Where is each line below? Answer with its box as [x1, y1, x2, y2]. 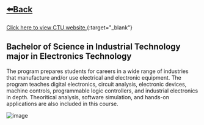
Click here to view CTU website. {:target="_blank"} [6, 23, 133, 31]
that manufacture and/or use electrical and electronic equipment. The [6, 74, 181, 81]
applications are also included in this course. [6, 100, 118, 107]
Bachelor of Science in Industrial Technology [6, 42, 181, 52]
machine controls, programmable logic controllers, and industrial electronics [6, 87, 199, 94]
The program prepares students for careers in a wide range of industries [6, 67, 189, 75]
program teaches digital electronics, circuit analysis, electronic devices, [6, 80, 187, 88]
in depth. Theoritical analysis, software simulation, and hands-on [6, 93, 170, 100]
